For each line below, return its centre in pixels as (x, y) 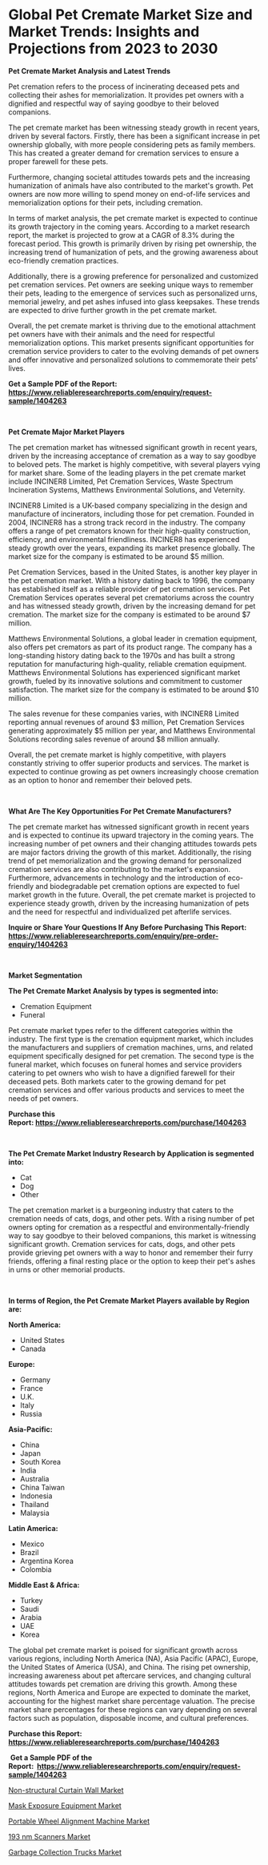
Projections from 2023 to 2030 (113, 49)
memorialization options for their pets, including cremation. (106, 203)
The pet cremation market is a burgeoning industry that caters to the (121, 1210)
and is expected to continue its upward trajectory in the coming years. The (131, 835)
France (32, 1388)
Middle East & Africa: (44, 1585)
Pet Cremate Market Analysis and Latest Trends (89, 70)
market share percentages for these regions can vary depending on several (133, 1709)
